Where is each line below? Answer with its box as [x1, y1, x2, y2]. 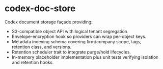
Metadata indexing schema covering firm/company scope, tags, [11, 38, 141, 44]
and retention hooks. [11, 59, 54, 65]
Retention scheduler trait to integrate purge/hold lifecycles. [11, 49, 131, 55]
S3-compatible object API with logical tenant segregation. [11, 28, 129, 34]
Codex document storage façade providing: [4, 19, 93, 25]
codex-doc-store [4, 3, 76, 14]
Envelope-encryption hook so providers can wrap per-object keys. [11, 34, 147, 39]
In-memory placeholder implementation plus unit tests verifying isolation [11, 54, 159, 60]
